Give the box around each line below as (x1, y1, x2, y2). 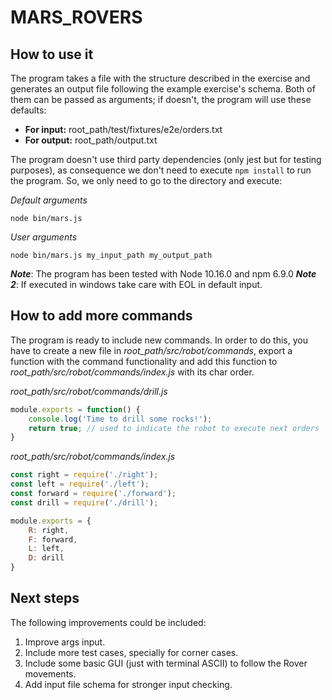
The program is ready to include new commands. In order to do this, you (10, 334, 308, 346)
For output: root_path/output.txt (24, 134, 158, 146)
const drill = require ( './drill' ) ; (10, 497, 159, 508)
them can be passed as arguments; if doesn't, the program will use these (10, 94, 312, 105)
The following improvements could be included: (10, 616, 207, 628)
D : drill (28, 553, 65, 563)
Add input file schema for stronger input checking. (24, 678, 233, 690)
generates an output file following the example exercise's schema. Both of (10, 83, 316, 95)
